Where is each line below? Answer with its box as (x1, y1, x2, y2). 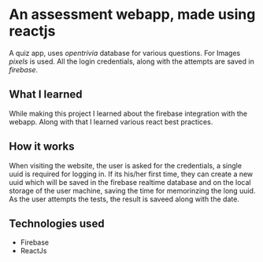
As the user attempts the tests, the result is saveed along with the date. (9, 194, 239, 204)
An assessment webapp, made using (9, 6, 256, 24)
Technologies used (9, 216, 105, 230)
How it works (9, 140, 75, 153)
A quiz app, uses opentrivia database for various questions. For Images (9, 48, 241, 57)
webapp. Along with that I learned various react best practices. (9, 116, 213, 127)
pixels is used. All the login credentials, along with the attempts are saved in (9, 57, 254, 66)
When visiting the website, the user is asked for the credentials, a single (9, 161, 243, 170)
